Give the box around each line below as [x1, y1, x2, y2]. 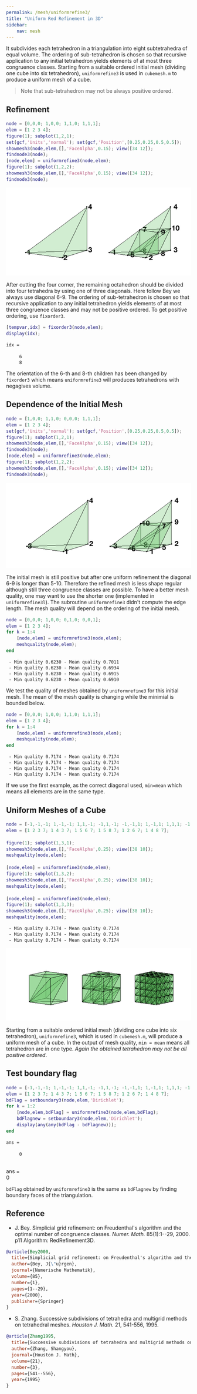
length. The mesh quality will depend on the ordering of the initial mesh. [6, 605, 180, 612]
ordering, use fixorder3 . [6, 312, 66, 319]
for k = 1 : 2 [6, 1103, 35, 1109]
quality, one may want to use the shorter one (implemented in [6, 592, 155, 599]
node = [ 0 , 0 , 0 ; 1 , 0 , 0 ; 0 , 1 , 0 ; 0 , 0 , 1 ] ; [6, 617, 101, 622]
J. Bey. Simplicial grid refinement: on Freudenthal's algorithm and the [14, 1224, 182, 1231]
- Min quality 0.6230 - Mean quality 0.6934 [8, 665, 119, 671]
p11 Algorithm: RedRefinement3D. [14, 1237, 96, 1244]
